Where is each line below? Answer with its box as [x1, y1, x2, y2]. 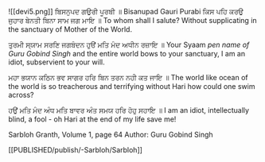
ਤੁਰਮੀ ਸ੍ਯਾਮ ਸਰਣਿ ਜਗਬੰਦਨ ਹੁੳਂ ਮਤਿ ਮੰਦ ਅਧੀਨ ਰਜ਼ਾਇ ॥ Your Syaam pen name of [8, 40, 250, 49]
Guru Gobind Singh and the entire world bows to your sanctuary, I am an [8, 49, 246, 58]
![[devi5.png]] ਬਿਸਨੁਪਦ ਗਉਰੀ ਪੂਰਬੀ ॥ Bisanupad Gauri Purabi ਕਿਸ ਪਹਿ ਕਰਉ [8, 7, 244, 16]
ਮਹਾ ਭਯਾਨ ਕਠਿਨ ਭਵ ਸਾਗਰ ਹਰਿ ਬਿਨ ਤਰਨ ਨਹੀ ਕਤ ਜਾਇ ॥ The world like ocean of [8, 73, 248, 82]
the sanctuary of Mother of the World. [8, 25, 133, 34]
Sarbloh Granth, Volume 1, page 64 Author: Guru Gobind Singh [8, 130, 213, 139]
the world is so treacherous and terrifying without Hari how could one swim [8, 82, 255, 91]
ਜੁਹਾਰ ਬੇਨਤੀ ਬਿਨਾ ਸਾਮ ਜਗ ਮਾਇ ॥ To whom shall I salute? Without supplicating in [8, 16, 257, 25]
